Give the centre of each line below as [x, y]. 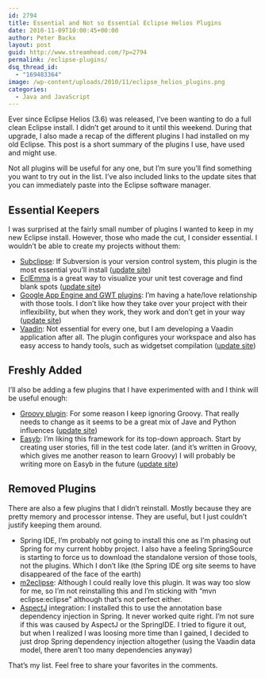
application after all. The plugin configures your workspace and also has [138, 337]
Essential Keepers [54, 210]
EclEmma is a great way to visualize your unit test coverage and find [131, 278]
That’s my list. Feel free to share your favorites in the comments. [113, 665]
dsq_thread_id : [33, 67]
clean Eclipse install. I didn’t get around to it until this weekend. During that [130, 128]
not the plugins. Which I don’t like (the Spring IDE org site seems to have [138, 565]
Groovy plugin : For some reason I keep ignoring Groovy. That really [129, 413]
